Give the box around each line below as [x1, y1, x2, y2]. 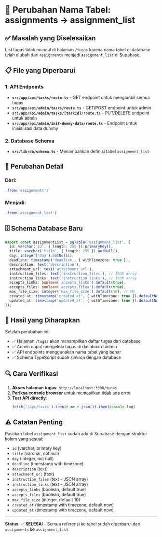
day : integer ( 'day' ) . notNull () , [9, 253, 75, 258]
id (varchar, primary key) [12, 445, 62, 451]
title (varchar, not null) [12, 450, 59, 456]
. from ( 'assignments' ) [5, 188, 49, 193]
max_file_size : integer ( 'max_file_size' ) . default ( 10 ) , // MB [9, 289, 135, 294]
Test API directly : [12, 395, 47, 401]
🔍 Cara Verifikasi [5, 369, 58, 378]
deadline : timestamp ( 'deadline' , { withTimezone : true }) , [9, 258, 131, 263]
